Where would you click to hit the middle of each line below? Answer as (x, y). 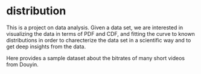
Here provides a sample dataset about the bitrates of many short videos (96, 58)
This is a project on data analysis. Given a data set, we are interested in (95, 27)
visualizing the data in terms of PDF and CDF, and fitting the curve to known (101, 33)
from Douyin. (23, 64)
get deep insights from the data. (46, 47)
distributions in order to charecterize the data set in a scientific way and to (99, 40)
